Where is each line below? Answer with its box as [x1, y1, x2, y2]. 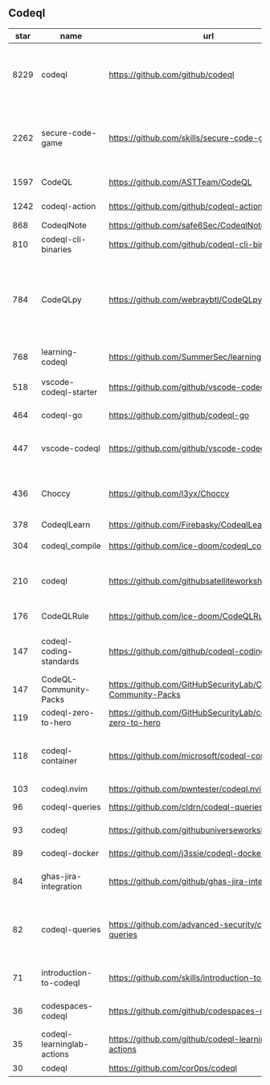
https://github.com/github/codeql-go [108, 409, 250, 420]
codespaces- [41, 1000, 94, 1011]
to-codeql [41, 976, 80, 988]
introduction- [41, 967, 92, 978]
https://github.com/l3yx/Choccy [108, 488, 230, 499]
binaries [41, 244, 72, 255]
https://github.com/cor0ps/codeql [108, 1062, 238, 1074]
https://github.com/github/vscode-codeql [108, 442, 268, 453]
